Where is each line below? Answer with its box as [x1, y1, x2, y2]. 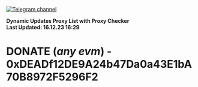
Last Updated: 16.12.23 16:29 [6, 24, 80, 31]
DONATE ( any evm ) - [6, 45, 112, 58]
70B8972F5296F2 [6, 70, 98, 84]
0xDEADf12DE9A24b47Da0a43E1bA [6, 58, 192, 71]
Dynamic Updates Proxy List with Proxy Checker [6, 17, 130, 24]
